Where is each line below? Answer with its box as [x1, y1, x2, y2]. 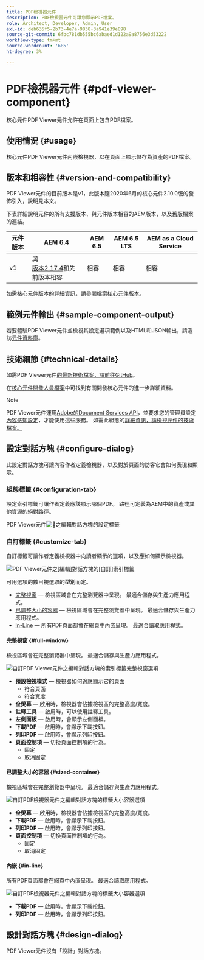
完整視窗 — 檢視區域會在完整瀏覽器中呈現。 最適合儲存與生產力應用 [15, 591, 185, 598]
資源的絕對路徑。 [11, 508, 55, 515]
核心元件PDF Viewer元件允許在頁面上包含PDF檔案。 [6, 116, 137, 124]
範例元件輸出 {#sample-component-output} [6, 309, 175, 320]
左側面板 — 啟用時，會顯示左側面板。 [15, 715, 109, 723]
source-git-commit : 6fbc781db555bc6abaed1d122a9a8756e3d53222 [6, 32, 167, 38]
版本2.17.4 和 [32, 264, 70, 273]
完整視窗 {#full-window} [6, 637, 69, 644]
